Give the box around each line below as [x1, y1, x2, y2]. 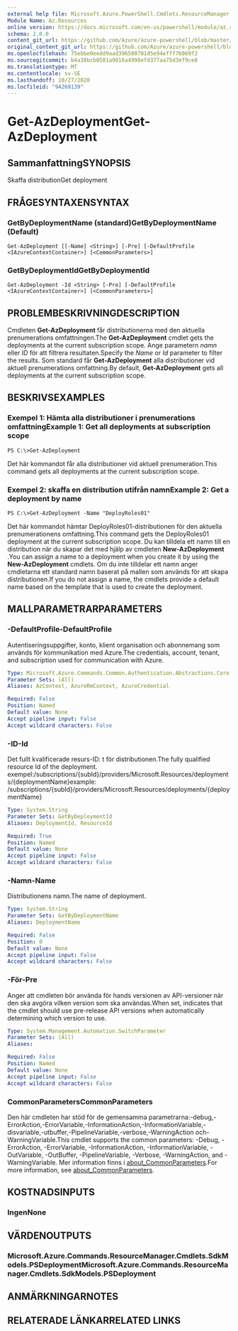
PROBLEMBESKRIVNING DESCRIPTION [7, 307, 180, 319]
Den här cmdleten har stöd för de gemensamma [7, 1113, 147, 1121]
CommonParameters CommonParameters [7, 1096, 154, 1106]
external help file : [7, 10, 69, 18]
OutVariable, [7, 1151, 44, 1159]
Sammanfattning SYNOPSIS [7, 157, 131, 169]
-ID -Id [7, 738, 28, 748]
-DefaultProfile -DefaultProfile [7, 625, 112, 635]
